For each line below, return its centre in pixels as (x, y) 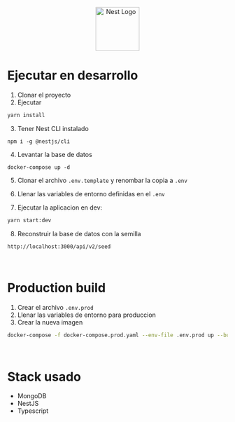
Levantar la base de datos (55, 154)
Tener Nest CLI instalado (53, 128)
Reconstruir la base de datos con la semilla (79, 233)
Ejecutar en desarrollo (73, 75)
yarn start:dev (29, 220)
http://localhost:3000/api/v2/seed (59, 246)
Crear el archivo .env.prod (55, 307)
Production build (57, 288)
